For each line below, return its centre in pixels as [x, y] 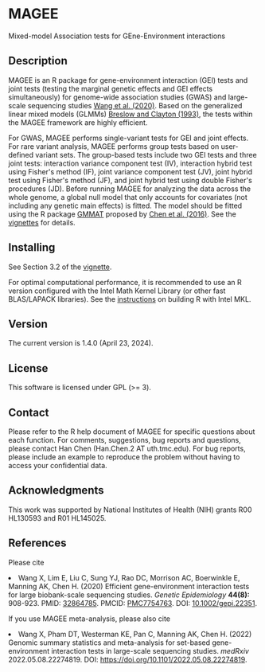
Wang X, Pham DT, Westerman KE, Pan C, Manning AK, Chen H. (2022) [135, 634]
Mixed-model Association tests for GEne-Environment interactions [117, 36]
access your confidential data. [58, 465]
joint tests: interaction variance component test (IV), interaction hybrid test [130, 163]
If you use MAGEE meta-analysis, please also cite [90, 619]
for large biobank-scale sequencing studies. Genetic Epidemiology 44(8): [129, 595]
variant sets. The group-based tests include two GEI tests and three [146, 154]
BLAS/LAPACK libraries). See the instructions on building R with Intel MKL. [130, 299]
